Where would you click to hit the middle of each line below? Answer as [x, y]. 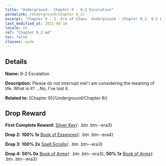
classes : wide [20, 42]
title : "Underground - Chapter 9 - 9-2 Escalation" [59, 10]
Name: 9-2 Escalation [27, 73]
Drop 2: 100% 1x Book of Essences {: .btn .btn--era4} [59, 135]
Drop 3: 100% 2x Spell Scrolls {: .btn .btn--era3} [54, 144]
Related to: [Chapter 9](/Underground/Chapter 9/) [56, 98]
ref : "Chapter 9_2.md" [28, 33]
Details [16, 62]
